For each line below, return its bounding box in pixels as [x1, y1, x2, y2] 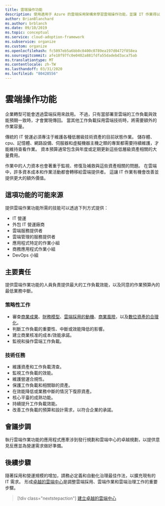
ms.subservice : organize [5, 39, 56, 44]
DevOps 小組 [12, 252, 39, 258]
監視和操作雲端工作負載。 [12, 338, 64, 344]
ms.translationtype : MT [5, 58, 54, 62]
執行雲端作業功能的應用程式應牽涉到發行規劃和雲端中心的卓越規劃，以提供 [5, 436, 156, 443]
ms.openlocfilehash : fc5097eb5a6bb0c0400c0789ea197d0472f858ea [5, 48, 137, 53]
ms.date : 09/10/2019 [5, 26, 48, 30]
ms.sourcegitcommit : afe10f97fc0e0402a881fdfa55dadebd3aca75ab [5, 53, 137, 58]
